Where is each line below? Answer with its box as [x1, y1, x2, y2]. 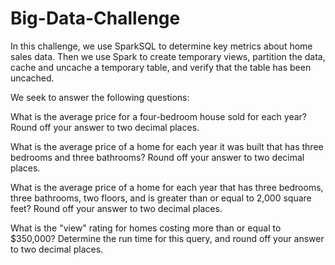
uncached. [10, 72, 55, 84]
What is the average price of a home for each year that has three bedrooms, [10, 181, 324, 193]
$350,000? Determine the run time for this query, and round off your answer [10, 232, 325, 244]
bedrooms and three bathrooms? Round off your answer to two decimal [10, 151, 305, 163]
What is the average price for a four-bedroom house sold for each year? [10, 110, 307, 122]
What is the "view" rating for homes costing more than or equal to [10, 222, 282, 234]
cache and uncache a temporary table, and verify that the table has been [10, 61, 312, 73]
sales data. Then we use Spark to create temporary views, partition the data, [10, 50, 326, 62]
